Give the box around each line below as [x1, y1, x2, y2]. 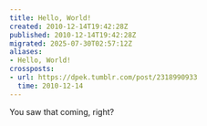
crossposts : [9, 65, 55, 74]
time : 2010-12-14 [17, 81, 84, 90]
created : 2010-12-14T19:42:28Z [9, 22, 129, 31]
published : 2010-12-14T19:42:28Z [9, 30, 137, 39]
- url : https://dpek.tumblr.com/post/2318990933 [9, 73, 198, 82]
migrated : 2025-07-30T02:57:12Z [9, 38, 132, 48]
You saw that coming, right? [9, 106, 115, 117]
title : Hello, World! [9, 13, 92, 23]
